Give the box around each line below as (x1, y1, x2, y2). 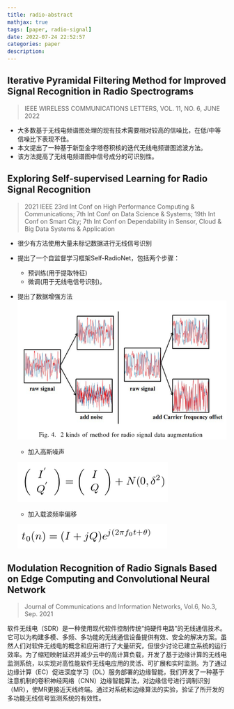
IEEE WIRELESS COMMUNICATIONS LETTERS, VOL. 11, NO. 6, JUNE (24, 104, 221, 112)
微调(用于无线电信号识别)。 (27, 277, 106, 285)
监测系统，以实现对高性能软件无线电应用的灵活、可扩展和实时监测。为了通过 (7, 659, 227, 668)
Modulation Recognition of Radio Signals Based (7, 562, 217, 574)
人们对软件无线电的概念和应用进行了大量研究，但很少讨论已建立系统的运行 (13, 642, 227, 650)
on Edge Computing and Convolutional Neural (7, 573, 210, 585)
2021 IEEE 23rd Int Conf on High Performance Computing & (24, 202, 195, 211)
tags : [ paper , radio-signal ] (7, 26, 92, 33)
